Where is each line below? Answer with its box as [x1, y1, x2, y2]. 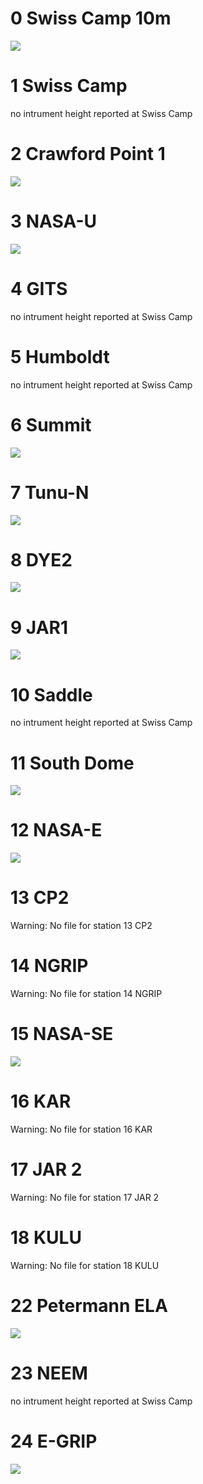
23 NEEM [10, 1362, 88, 1384]
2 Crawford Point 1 [10, 143, 166, 166]
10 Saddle [10, 683, 93, 706]
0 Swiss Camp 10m [10, 7, 172, 30]
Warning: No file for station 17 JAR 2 [10, 1191, 160, 1203]
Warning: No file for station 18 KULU [10, 1259, 160, 1271]
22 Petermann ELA [10, 1295, 168, 1317]
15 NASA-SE [10, 1023, 114, 1046]
